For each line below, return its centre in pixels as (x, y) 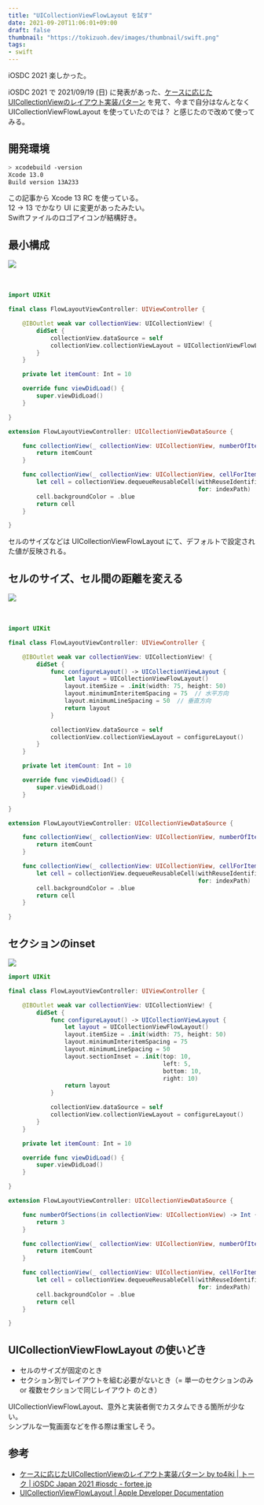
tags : (17, 45)
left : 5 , (177, 1063)
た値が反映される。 (39, 551)
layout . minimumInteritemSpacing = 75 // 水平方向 (147, 693)
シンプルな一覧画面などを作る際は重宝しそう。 (84, 1426)
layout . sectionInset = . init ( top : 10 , (128, 1056)
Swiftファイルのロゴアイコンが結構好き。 (75, 218)
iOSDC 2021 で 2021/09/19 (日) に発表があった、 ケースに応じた (110, 92)
